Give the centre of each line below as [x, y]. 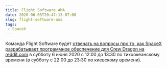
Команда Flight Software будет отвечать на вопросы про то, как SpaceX [83, 43]
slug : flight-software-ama [34, 19]
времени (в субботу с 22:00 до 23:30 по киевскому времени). [73, 60]
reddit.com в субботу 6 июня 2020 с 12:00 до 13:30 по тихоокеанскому [82, 55]
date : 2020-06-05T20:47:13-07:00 [41, 15]
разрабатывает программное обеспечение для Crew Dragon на [75, 49]
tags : [11, 24]
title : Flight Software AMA [35, 10]
